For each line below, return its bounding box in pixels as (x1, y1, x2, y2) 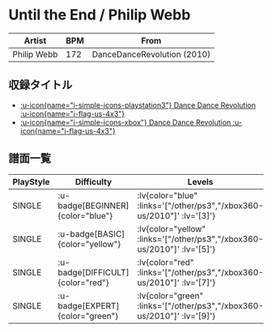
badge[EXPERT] (57, 300, 120, 311)
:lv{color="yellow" (137, 223, 206, 234)
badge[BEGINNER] (57, 200, 130, 211)
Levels (187, 176, 214, 187)
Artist (23, 35, 47, 46)
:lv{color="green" (137, 290, 204, 301)
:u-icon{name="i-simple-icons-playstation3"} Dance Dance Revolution (19, 100, 257, 110)
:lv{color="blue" (137, 189, 198, 201)
